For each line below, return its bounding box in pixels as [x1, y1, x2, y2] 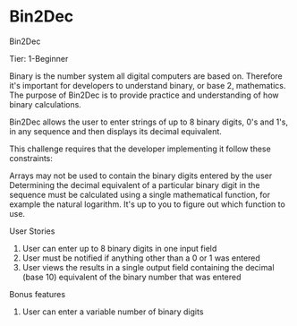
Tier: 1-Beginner [9, 53, 69, 64]
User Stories [9, 226, 55, 236]
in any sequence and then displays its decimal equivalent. [9, 125, 222, 136]
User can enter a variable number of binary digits [21, 306, 204, 317]
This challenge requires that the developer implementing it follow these [9, 143, 271, 154]
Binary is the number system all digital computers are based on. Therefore [9, 70, 284, 81]
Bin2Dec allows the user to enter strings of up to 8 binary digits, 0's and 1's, [9, 116, 289, 127]
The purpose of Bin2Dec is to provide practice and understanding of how [9, 90, 279, 100]
